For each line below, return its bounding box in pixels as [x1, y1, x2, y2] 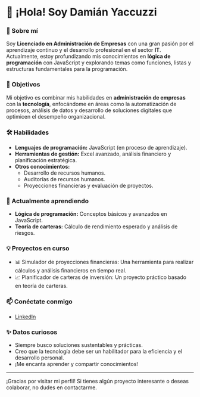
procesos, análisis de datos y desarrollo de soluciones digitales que [6, 107, 173, 114]
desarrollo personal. [14, 354, 64, 361]
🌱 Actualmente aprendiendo [6, 197, 89, 205]
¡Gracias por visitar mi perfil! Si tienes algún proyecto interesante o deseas [6, 378, 189, 385]
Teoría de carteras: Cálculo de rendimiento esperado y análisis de [14, 223, 178, 230]
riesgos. [14, 229, 35, 237]
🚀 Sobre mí [6, 27, 38, 35]
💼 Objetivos [6, 80, 40, 89]
